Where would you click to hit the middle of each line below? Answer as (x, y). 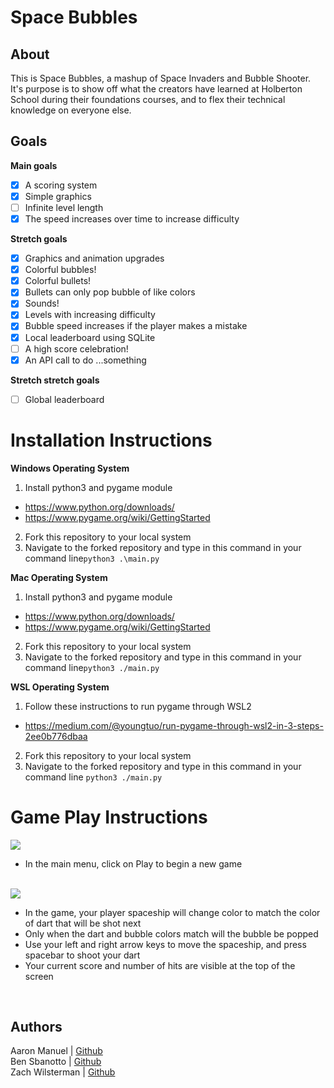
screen (39, 976)
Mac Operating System (59, 577)
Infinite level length (64, 207)
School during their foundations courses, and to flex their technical (148, 99)
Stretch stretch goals (55, 380)
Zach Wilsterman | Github (63, 1072)
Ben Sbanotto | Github (56, 1062)
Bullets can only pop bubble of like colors (110, 292)
